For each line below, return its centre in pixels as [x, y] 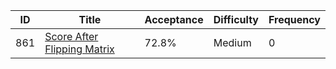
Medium [232, 42]
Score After [71, 36]
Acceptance [174, 19]
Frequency [294, 19]
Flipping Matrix [79, 49]
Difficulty [236, 19]
